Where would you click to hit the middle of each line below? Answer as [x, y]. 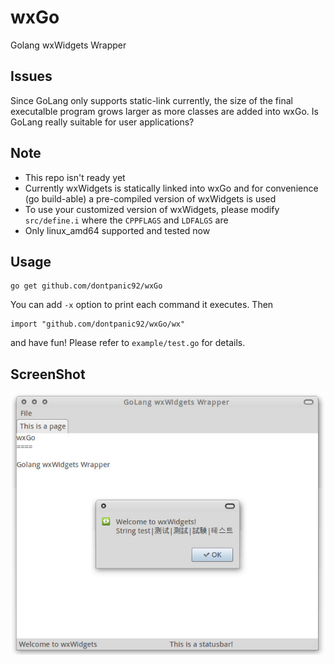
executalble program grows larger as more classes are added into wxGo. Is [164, 111]
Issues [31, 76]
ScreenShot [48, 374]
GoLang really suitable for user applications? [102, 122]
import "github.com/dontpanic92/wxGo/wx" [98, 324]
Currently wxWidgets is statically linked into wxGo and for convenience [171, 188]
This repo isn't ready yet [75, 177]
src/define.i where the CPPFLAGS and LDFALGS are [126, 220]
